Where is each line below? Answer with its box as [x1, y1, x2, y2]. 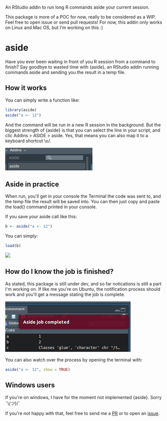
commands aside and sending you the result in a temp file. [5, 69, 126, 75]
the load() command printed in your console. [5, 204, 97, 210]
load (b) [5, 243, 21, 248]
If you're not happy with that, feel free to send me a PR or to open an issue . [5, 410, 160, 416]
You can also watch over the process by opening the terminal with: [5, 356, 142, 362]
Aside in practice [5, 180, 59, 188]
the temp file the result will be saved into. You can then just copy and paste [5, 199, 160, 205]
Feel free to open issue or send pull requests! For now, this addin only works [5, 20, 162, 25]
